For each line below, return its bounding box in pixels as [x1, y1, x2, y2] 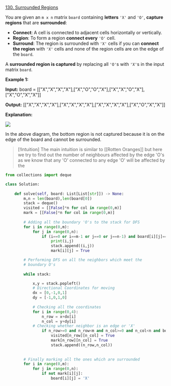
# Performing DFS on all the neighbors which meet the [23, 257, 142, 262]
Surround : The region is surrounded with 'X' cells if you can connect [12, 40, 159, 46]
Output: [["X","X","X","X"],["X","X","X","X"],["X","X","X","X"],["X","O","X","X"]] [5, 102, 165, 108]
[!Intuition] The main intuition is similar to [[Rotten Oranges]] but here [17, 147, 163, 152]
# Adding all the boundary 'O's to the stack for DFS [23, 220, 140, 225]
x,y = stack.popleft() [32, 281, 81, 286]
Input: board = [5, 86, 36, 92]
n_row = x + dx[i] [41, 314, 76, 319]
